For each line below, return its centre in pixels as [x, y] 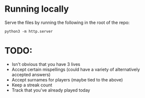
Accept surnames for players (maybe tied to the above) [67, 79]
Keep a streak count [32, 85]
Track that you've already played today [51, 90]
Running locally [37, 9]
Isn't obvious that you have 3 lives [46, 64]
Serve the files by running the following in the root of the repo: [67, 22]
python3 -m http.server [29, 31]
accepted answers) [31, 75]
